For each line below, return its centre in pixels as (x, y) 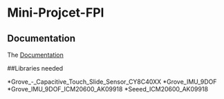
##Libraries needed (35, 68)
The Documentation (36, 55)
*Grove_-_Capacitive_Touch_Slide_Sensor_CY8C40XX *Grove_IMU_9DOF (112, 82)
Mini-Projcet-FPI (56, 13)
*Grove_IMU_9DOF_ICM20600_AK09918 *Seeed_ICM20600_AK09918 (108, 89)
